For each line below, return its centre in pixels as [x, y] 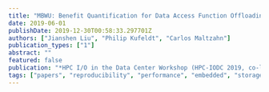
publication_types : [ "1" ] [51, 46]
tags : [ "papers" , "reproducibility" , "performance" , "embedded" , [120, 75]
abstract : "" [30, 53]
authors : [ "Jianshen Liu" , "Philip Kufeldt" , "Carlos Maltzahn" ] [119, 38]
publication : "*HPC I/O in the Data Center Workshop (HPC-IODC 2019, [127, 68]
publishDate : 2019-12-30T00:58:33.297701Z [80, 30]
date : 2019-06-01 [37, 23]
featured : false [35, 61]
